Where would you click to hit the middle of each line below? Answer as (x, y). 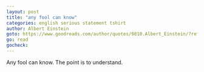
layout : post (23, 12)
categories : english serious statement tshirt (66, 23)
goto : (13, 34)
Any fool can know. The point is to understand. (65, 62)
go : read (17, 40)
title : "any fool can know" (42, 17)
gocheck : (17, 46)
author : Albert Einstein (38, 28)
